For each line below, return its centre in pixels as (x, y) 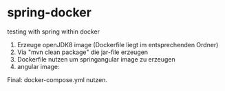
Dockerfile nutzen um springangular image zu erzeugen (96, 59)
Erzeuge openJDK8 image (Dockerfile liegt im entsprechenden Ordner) (118, 44)
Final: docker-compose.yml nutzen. (57, 79)
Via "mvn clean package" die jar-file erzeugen (83, 52)
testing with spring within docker (54, 31)
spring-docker (49, 13)
